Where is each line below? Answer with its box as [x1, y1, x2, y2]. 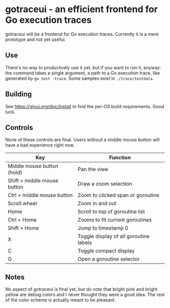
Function [109, 154, 131, 161]
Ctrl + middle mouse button [8, 192, 73, 199]
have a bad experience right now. [5, 142, 75, 148]
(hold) [8, 169, 23, 176]
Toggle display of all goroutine [77, 233, 150, 240]
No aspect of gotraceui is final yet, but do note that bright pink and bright [5, 286, 158, 292]
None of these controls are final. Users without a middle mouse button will [5, 137, 160, 143]
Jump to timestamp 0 [77, 225, 129, 232]
